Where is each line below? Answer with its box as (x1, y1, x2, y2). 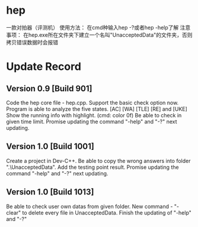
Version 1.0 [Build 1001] (6, 142, 95, 152)
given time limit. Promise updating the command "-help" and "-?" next (6, 118, 177, 125)
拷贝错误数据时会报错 (6, 39, 58, 46)
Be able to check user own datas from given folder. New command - (6, 203, 173, 210)
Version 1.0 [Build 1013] (6, 187, 94, 197)
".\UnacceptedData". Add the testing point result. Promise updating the (6, 164, 179, 171)
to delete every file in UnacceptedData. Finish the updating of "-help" (22, 209, 191, 216)
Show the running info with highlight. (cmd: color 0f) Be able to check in (6, 111, 182, 119)
